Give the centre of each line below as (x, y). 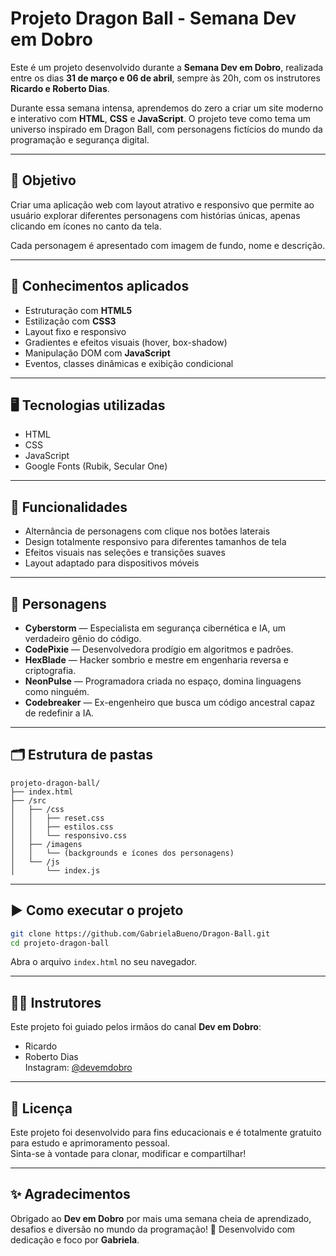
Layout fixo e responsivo (75, 331)
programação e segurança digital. (80, 139)
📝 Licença (41, 1108)
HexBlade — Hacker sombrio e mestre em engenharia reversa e (156, 660)
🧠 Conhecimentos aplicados (100, 286)
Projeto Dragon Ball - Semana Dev (153, 18)
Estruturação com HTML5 (78, 310)
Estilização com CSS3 (70, 321)
